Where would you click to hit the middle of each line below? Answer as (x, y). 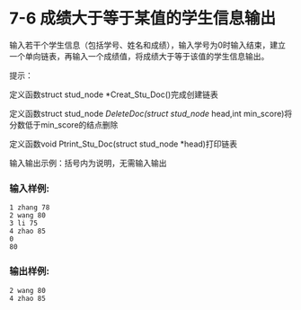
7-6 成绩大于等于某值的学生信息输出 (143, 18)
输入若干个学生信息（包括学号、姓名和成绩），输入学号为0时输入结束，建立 (147, 45)
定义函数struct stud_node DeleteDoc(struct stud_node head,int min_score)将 (151, 113)
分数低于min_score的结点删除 (64, 124)
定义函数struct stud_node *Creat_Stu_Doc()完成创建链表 (114, 94)
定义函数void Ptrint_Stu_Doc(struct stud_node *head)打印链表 (124, 144)
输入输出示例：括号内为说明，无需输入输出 (88, 163)
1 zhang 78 (30, 208)
